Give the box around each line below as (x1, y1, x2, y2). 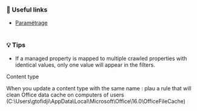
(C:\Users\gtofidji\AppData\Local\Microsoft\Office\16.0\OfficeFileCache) (6, 97, 186, 105)
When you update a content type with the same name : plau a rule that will (6, 84, 192, 92)
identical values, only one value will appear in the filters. (15, 61, 156, 69)
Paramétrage (15, 19, 48, 27)
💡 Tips (6, 41, 26, 49)
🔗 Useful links (6, 5, 48, 14)
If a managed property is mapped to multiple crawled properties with (15, 55, 187, 62)
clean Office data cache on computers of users (6, 91, 124, 98)
